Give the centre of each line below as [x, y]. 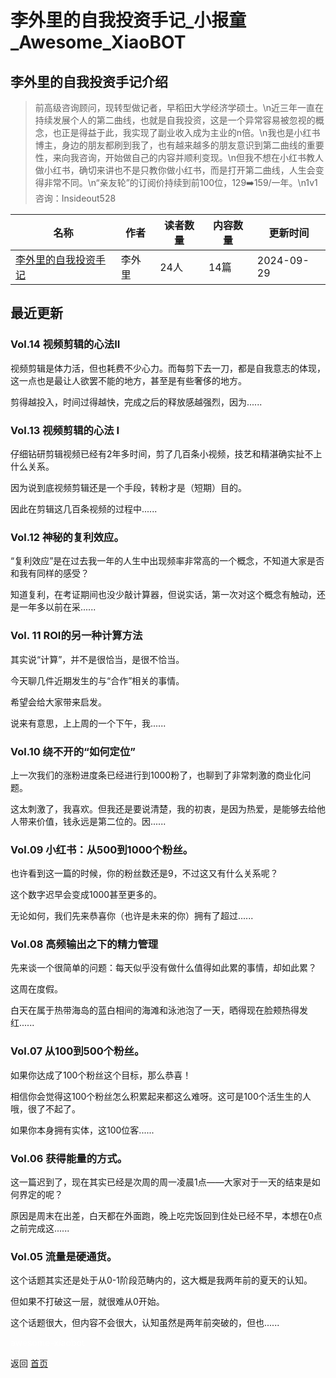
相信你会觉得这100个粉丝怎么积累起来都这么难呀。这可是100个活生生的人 [161, 1096]
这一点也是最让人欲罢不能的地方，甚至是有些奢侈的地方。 [128, 380]
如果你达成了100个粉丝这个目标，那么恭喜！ [101, 1075]
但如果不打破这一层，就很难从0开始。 [87, 1302]
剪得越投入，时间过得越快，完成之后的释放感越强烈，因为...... [136, 402]
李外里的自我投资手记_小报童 [128, 20]
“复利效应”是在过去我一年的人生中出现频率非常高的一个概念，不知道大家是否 [167, 561]
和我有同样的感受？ [50, 573]
